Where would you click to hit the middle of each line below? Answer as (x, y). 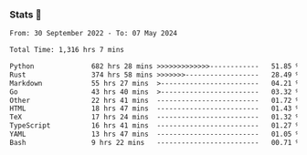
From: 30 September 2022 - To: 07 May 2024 (94, 34)
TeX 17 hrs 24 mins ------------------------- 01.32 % (155, 118)
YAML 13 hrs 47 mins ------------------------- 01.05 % (155, 134)
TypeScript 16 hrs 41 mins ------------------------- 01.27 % (155, 126)
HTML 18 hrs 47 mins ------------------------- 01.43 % (155, 108)
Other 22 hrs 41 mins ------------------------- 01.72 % (155, 100)
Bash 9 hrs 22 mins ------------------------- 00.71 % (155, 142)
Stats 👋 (26, 15)
